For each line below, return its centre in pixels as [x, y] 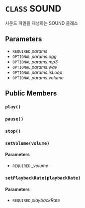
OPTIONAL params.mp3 [35, 62]
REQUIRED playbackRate [36, 201]
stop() [13, 131]
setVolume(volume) [27, 143]
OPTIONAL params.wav [35, 67]
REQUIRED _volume [30, 166]
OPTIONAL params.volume [38, 77]
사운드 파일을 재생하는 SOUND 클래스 [42, 23]
